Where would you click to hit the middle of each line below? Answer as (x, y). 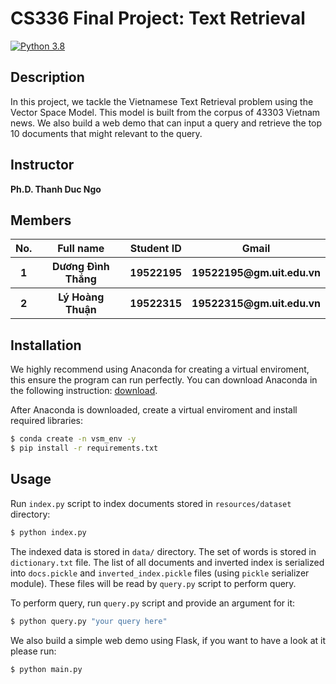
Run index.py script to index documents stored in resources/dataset (151, 503)
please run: (33, 651)
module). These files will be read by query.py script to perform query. (153, 583)
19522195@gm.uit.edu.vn (256, 273)
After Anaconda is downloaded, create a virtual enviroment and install (154, 410)
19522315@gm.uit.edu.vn (256, 304)
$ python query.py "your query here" (89, 621)
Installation (46, 345)
